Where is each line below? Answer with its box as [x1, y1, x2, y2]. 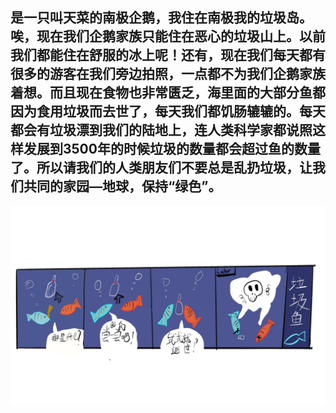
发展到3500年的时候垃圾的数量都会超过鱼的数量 [23, 141, 321, 158]
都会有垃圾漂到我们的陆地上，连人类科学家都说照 [10, 122, 313, 139]
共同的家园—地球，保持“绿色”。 [23, 178, 222, 195]
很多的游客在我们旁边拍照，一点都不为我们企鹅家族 [10, 66, 326, 83]
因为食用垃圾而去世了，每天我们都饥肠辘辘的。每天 [10, 103, 326, 120]
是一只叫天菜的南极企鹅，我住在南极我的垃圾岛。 [10, 9, 313, 27]
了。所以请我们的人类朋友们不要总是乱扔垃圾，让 [10, 159, 313, 177]
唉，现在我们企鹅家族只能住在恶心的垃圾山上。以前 [10, 28, 326, 45]
